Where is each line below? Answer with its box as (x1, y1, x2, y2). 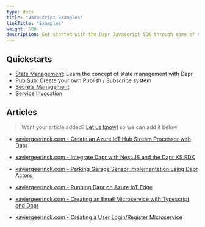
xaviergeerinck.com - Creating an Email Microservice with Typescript (15, 195, 190, 203)
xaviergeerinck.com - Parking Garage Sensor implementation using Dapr (15, 165, 198, 172)
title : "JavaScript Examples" (6, 15, 84, 21)
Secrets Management (15, 83, 70, 90)
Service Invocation (15, 89, 63, 97)
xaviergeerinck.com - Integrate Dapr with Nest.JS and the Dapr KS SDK (15, 153, 195, 161)
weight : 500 (6, 26, 37, 32)
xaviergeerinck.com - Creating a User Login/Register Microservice (15, 214, 183, 221)
